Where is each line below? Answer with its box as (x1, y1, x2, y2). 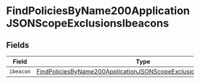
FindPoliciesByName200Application (6, 4, 190, 18)
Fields (6, 40, 30, 50)
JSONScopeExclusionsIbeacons (6, 16, 170, 30)
